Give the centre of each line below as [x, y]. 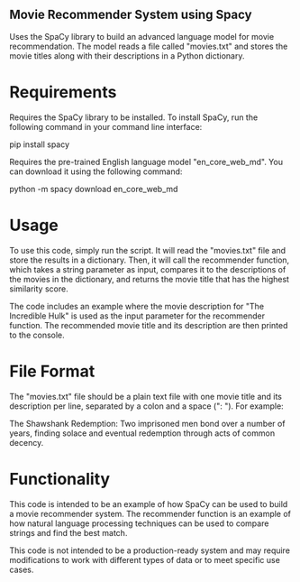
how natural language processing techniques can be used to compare [139, 523]
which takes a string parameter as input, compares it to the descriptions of [148, 269]
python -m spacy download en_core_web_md [94, 189]
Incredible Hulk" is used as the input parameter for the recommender [137, 316]
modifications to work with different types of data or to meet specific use [145, 559]
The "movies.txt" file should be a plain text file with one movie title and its [145, 396]
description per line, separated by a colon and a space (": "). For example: [146, 406]
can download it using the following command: [96, 171]
